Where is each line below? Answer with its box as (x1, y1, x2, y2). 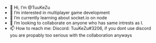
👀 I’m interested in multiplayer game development (9, 10, 110, 15)
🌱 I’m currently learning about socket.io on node (9, 15, 107, 20)
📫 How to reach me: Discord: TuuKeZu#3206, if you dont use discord (9, 26, 151, 31)
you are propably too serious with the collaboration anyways (9, 32, 132, 38)
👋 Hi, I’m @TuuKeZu (9, 5, 51, 10)
